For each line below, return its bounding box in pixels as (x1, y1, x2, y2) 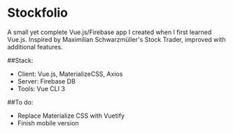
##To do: (7, 97, 34, 106)
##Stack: (7, 56, 34, 64)
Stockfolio (7, 5, 69, 21)
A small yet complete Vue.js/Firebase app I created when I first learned (7, 28, 212, 36)
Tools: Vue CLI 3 (17, 84, 65, 93)
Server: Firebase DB (17, 77, 76, 85)
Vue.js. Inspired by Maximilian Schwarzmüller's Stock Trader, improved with (7, 35, 226, 43)
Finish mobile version (17, 118, 79, 127)
